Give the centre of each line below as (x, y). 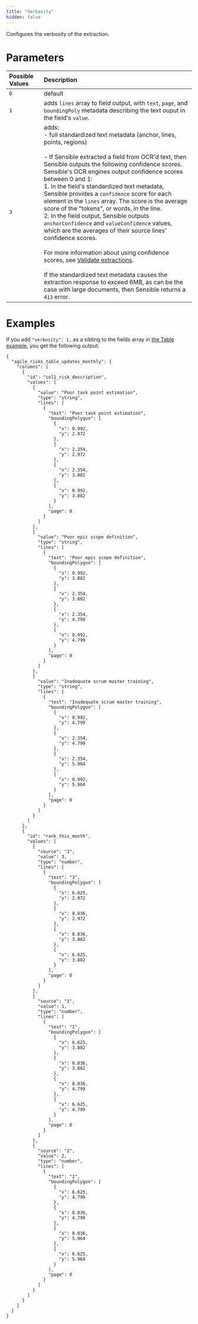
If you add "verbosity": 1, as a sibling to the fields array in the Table (90, 340)
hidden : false (24, 17)
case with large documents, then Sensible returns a (115, 289)
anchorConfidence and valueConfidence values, (108, 223)
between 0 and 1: (68, 179)
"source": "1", (56, 1002)
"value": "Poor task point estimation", (88, 393)
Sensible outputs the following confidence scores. (113, 164)
